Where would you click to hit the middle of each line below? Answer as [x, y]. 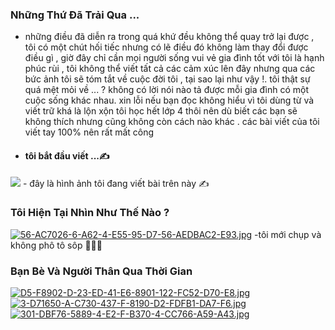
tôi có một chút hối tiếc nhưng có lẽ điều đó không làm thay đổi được [166, 47]
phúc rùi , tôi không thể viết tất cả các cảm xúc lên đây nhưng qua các [170, 69]
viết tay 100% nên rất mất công [89, 132]
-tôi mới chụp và [288, 234]
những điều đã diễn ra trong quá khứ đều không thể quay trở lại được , [169, 37]
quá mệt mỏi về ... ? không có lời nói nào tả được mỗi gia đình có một [166, 90]
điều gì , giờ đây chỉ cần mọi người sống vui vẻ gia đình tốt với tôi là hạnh [174, 58]
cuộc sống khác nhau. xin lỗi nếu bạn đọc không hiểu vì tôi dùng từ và [169, 100]
